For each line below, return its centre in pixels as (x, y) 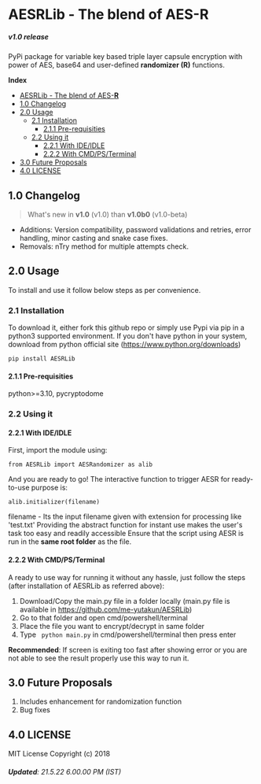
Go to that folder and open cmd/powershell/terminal (104, 618)
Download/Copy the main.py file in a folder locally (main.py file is (125, 601)
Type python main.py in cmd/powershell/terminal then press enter (128, 634)
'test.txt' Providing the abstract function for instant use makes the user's (125, 525)
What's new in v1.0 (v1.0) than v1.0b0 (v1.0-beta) (107, 214)
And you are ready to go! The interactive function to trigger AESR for (119, 479)
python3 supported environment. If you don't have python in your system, (128, 336)
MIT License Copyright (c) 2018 (59, 754)
